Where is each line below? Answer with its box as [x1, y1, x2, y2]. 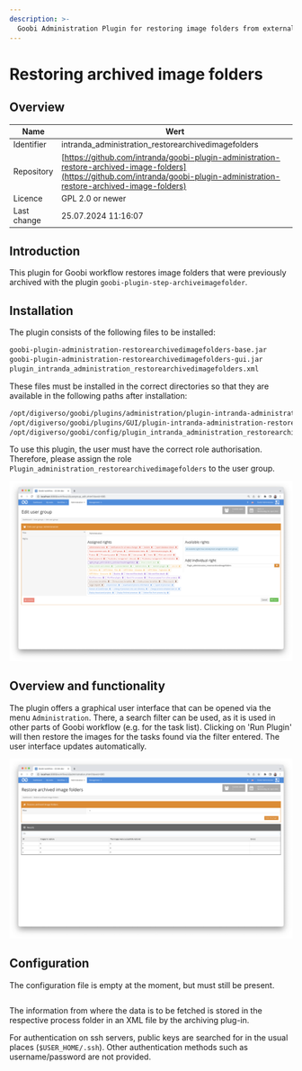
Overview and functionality [9, 679, 166, 694]
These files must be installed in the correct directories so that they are [9, 381, 270, 391]
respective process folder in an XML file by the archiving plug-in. [9, 1014, 250, 1025]
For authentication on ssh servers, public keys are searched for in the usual [9, 1031, 289, 1043]
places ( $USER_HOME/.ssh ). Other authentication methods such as [9, 1041, 249, 1052]
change [13, 215, 42, 225]
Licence [13, 193, 43, 203]
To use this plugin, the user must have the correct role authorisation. [9, 444, 262, 454]
